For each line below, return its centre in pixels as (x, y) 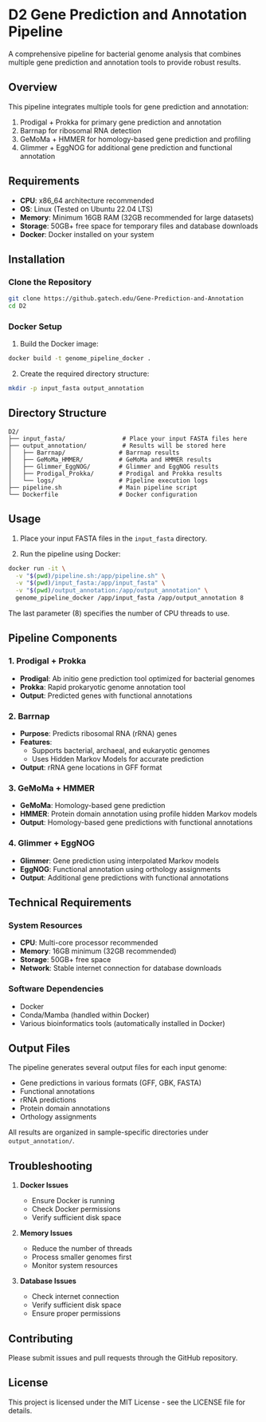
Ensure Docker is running (73, 1201)
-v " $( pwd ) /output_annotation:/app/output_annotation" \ (112, 591)
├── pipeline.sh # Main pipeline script (103, 487)
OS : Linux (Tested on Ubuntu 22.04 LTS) (86, 208)
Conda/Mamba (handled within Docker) (84, 1015)
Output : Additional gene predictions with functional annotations (124, 877)
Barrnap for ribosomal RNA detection (80, 130)
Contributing (41, 1339)
